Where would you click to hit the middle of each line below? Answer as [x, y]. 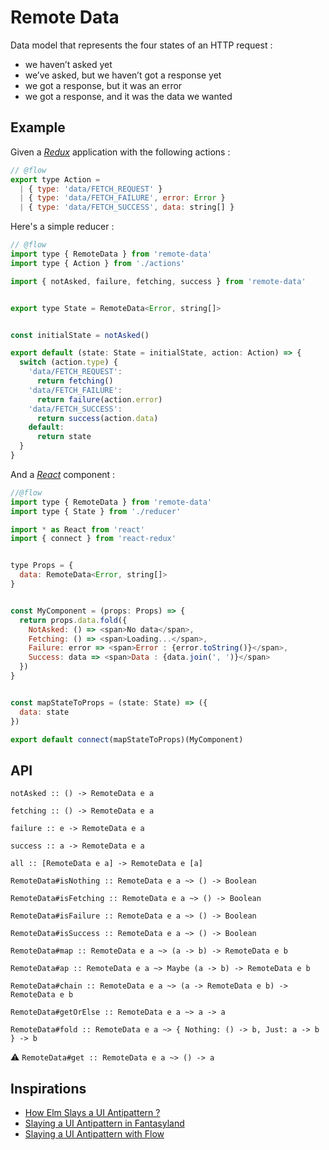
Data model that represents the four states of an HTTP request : [141, 45]
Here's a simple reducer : [62, 227]
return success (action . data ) [97, 418]
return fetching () [75, 381]
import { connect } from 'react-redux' [93, 539]
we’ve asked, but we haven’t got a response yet [123, 75]
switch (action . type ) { [68, 362]
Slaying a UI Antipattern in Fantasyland [104, 1123]
